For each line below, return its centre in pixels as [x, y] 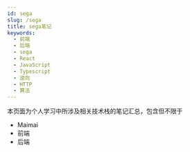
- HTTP [23, 84]
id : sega [20, 13]
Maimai [28, 125]
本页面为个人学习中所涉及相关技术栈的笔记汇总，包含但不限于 [95, 111]
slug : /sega [24, 20]
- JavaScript [32, 65]
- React [25, 59]
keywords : [21, 33]
